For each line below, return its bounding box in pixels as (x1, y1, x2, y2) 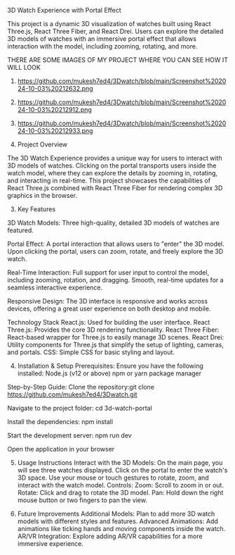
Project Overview (17, 140, 68, 149)
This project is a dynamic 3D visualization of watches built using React (7, 20, 212, 27)
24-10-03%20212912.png (17, 106, 93, 113)
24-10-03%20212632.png (17, 85, 93, 92)
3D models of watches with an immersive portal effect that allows (7, 35, 196, 43)
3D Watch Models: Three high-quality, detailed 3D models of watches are (7, 218, 220, 227)
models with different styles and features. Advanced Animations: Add (17, 517, 219, 525)
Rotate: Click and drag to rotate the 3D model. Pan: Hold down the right (17, 489, 224, 497)
